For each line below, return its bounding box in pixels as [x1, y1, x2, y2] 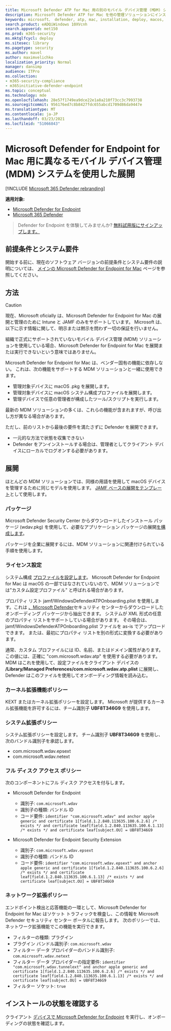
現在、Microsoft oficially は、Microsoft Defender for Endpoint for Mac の [5, 313, 157, 319]
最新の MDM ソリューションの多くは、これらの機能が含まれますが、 [5, 407, 149, 413]
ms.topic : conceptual [5, 88, 51, 93]
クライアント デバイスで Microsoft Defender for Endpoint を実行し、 [5, 1014, 148, 1020]
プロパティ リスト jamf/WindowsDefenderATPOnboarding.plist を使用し [5, 598, 155, 604]
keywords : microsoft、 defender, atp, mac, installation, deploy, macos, [5, 17, 164, 22]
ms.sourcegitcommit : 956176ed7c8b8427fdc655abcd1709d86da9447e [5, 102, 142, 107]
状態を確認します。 [27, 1020, 67, 1026]
